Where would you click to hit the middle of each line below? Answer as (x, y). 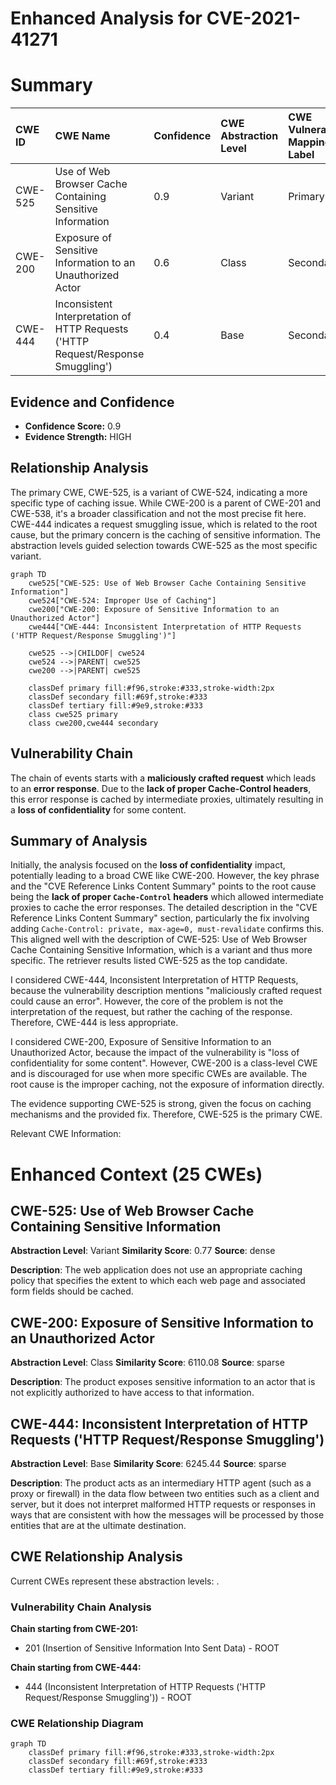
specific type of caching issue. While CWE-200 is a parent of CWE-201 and (166, 503)
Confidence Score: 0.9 (73, 426)
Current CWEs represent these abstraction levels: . (115, 1581)
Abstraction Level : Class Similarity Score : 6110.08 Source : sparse (147, 1363)
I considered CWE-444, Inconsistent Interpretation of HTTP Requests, (154, 980)
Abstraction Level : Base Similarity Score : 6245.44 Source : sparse (148, 1463)
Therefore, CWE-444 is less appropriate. (94, 1023)
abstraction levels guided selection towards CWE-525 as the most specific (164, 545)
